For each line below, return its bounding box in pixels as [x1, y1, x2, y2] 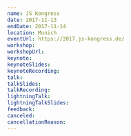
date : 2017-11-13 [7, 16, 57, 23]
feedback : [7, 106, 36, 113]
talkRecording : [7, 87, 51, 93]
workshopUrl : [7, 49, 45, 56]
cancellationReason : [7, 118, 67, 126]
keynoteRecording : [7, 67, 60, 74]
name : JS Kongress [7, 10, 60, 17]
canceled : [7, 112, 36, 119]
